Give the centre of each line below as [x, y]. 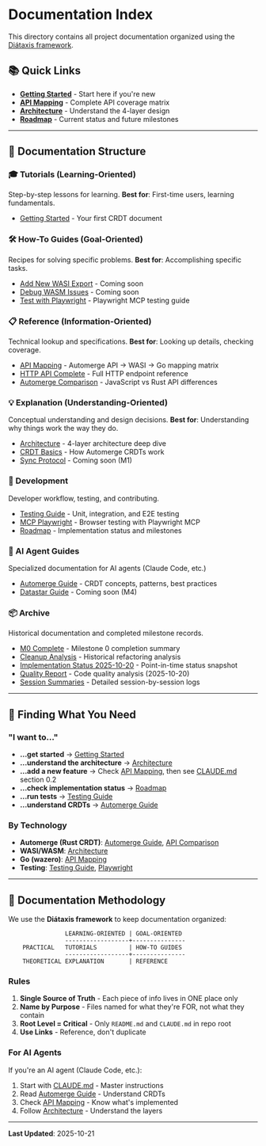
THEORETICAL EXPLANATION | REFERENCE [95, 961]
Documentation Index [80, 15]
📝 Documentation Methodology [87, 900]
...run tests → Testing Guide [66, 796]
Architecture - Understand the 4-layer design [95, 110]
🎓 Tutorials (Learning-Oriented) [72, 174]
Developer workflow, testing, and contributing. [84, 498]
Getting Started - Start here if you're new [87, 93]
